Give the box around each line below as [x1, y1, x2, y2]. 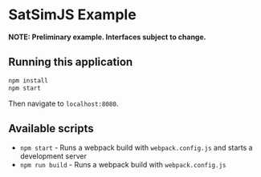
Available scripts [8, 122, 94, 135]
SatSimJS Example [8, 6, 137, 24]
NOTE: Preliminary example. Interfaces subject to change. [8, 32, 206, 42]
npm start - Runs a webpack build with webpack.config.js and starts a [19, 143, 253, 153]
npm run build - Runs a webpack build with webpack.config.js [19, 160, 226, 170]
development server [19, 151, 87, 161]
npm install [8, 76, 48, 85]
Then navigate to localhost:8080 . [8, 99, 119, 108]
